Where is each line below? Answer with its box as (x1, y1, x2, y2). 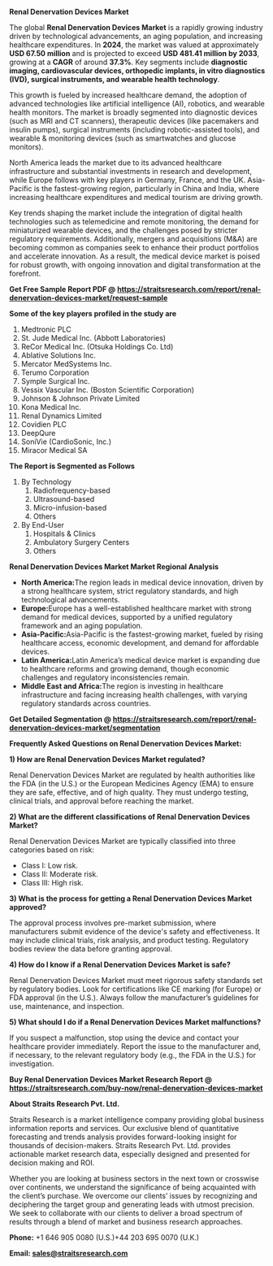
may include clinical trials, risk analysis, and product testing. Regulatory (9, 935, 249, 945)
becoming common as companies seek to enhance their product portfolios (9, 243, 259, 252)
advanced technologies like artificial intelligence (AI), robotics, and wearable (9, 99, 265, 108)
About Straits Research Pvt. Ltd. (9, 1099, 120, 1108)
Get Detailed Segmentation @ (9, 715, 112, 724)
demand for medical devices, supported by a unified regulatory (20, 612, 233, 621)
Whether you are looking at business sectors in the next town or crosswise (9, 1174, 259, 1183)
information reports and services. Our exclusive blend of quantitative (9, 1124, 240, 1133)
